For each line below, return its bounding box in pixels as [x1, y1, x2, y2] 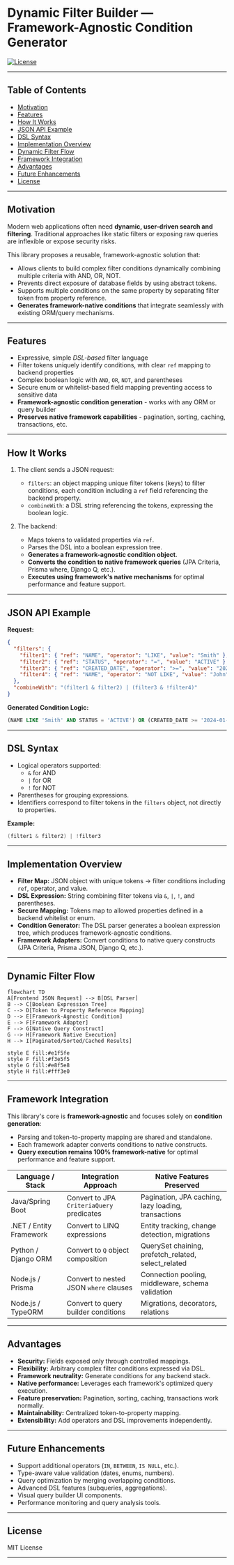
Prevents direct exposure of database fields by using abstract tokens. [17, 279, 217, 287]
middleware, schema [140, 1278, 209, 1288]
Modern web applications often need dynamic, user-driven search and [7, 222, 214, 231]
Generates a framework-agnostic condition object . [27, 551, 178, 559]
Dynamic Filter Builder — [7, 5, 154, 21]
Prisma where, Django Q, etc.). [27, 565, 116, 574]
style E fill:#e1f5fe [7, 1050, 70, 1057]
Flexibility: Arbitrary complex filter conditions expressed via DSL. [17, 1364, 205, 1373]
